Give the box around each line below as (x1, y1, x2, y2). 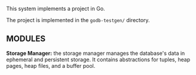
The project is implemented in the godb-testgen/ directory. (6, 17, 151, 23)
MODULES (6, 34, 46, 44)
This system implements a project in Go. (6, 5, 106, 12)
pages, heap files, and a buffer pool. (6, 62, 96, 69)
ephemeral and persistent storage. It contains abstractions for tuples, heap (6, 56, 191, 63)
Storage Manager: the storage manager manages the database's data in (6, 49, 185, 57)
